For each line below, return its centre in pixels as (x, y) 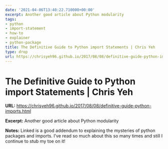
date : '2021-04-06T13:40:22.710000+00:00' (50, 10)
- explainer (17, 38)
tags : (11, 19)
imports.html (18, 111)
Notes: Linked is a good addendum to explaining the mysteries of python (80, 130)
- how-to (14, 33)
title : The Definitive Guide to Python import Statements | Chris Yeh (80, 47)
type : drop (16, 52)
